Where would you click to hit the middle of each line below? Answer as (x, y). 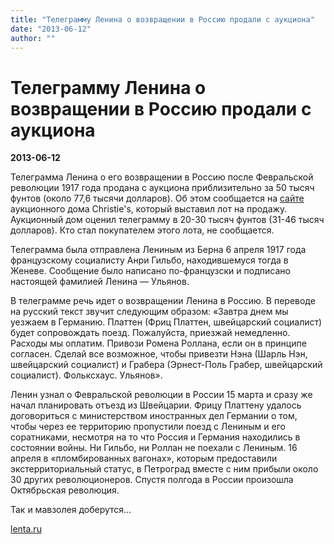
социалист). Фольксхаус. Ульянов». (86, 375)
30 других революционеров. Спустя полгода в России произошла (152, 480)
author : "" (33, 38)
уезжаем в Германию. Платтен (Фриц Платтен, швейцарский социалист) (166, 322)
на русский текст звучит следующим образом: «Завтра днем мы (149, 312)
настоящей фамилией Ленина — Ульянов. (100, 282)
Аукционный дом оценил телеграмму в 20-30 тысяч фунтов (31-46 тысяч (167, 220)
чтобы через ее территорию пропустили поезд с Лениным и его (148, 427)
